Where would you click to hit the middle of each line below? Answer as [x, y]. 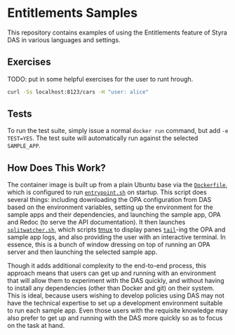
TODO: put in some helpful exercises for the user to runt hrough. [100, 79]
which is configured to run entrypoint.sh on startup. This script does [107, 192]
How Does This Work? [57, 168]
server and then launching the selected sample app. [82, 252]
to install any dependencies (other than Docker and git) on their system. [111, 288]
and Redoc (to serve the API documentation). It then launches [96, 222]
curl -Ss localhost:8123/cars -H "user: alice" [78, 92]
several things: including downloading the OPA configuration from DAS [109, 200]
